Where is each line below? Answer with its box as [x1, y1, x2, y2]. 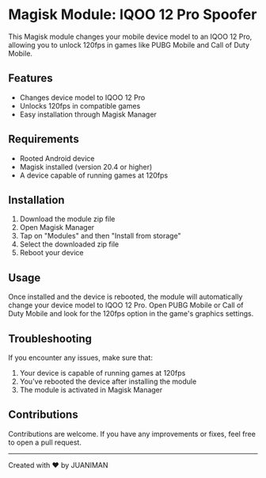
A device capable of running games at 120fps [19, 170, 169, 180]
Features [8, 71, 53, 85]
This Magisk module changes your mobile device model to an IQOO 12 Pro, [8, 32, 253, 41]
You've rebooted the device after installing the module [19, 377, 197, 386]
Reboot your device [19, 248, 84, 258]
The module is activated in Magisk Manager [19, 385, 163, 394]
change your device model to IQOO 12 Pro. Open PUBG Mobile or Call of [8, 300, 244, 310]
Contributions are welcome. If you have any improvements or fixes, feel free [8, 429, 256, 438]
